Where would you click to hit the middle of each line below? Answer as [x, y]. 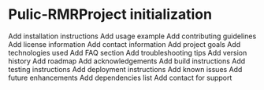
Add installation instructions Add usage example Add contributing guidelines [132, 36]
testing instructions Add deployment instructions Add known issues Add [125, 69]
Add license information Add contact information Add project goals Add [125, 44]
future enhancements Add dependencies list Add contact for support [120, 77]
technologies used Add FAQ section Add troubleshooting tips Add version [128, 52]
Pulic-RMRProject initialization [110, 14]
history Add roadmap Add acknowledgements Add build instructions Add [127, 61]
